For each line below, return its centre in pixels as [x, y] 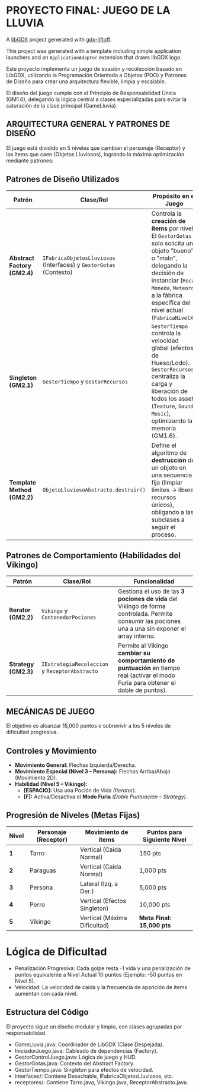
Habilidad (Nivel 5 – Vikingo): [51, 784]
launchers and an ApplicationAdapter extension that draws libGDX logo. [94, 57]
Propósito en [171, 196]
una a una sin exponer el [152, 629]
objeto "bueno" [173, 250]
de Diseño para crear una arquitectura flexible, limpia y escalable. [86, 81]
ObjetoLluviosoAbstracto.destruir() [94, 490]
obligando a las [173, 512]
